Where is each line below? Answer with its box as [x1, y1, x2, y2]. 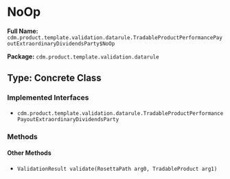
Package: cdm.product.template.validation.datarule [7, 52, 159, 61]
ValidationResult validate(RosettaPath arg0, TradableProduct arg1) [16, 165, 218, 172]
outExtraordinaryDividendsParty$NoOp [7, 40, 115, 47]
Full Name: [7, 27, 38, 35]
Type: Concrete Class [7, 72, 102, 84]
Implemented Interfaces [7, 93, 89, 103]
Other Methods [7, 149, 51, 157]
